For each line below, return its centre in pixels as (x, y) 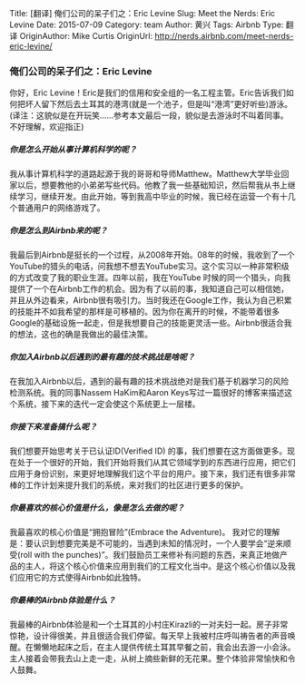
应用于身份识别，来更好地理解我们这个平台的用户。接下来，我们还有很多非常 (152, 473)
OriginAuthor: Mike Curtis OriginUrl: (86, 36)
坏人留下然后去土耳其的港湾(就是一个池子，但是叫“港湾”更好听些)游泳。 (159, 104)
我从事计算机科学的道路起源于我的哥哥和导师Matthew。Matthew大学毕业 (145, 174)
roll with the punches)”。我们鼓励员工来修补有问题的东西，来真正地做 (150, 555)
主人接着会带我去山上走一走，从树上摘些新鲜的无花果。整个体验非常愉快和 (148, 659)
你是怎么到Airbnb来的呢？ (59, 230)
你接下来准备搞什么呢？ (53, 426)
